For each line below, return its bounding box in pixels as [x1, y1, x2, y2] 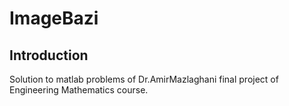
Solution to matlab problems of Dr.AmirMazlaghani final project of [9, 73, 279, 85]
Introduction [9, 47, 89, 64]
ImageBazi [9, 7, 99, 30]
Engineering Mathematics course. [9, 84, 149, 96]
